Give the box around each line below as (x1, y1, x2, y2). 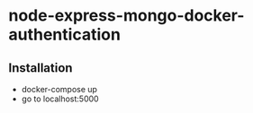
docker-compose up (21, 84, 98, 94)
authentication (8, 24, 121, 45)
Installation (8, 60, 73, 75)
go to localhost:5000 (21, 93, 100, 104)
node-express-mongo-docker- (8, 5, 245, 26)
